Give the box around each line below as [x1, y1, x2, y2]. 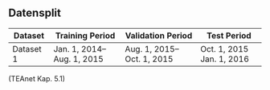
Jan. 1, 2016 [200, 53, 249, 65]
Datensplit [8, 6, 62, 20]
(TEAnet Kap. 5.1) [8, 73, 66, 83]
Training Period [55, 29, 116, 41]
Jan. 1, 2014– [53, 43, 107, 54]
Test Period [206, 29, 252, 41]
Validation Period [125, 29, 193, 41]
